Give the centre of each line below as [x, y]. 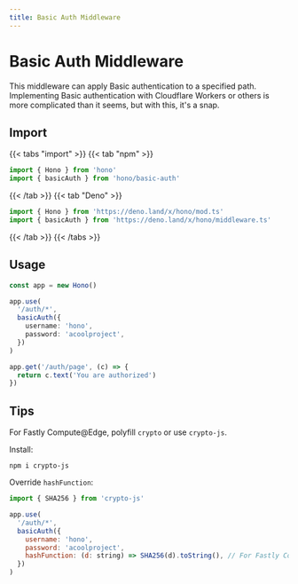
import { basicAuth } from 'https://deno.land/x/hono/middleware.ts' [141, 220]
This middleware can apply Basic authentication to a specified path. [133, 86]
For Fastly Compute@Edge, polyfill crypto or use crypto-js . [118, 432]
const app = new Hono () [53, 285]
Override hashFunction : [51, 482]
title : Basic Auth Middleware [65, 17]
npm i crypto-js [39, 466]
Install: [21, 450]
